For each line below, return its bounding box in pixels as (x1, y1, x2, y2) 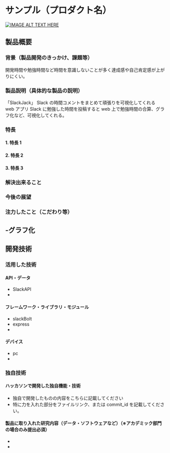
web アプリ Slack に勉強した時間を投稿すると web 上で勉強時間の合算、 (5, 106, 156, 112)
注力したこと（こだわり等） (5, 209, 73, 216)
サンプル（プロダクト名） (5, 5, 112, 16)
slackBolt (12, 315, 32, 321)
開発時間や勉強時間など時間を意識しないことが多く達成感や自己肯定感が (5, 67, 156, 73)
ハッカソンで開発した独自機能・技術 (5, 383, 81, 389)
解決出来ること (5, 179, 42, 186)
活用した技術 (5, 261, 37, 268)
